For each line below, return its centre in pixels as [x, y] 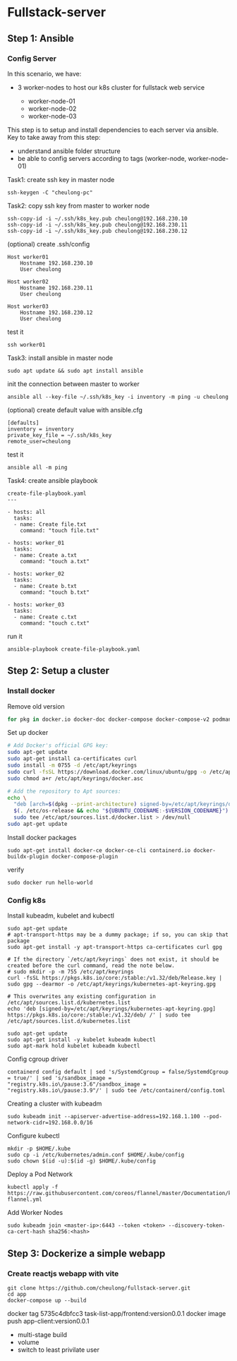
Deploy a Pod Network [40, 1174]
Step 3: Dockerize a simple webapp [86, 1253]
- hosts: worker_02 [36, 574]
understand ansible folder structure [69, 151]
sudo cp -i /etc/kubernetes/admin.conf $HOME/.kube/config [96, 1155]
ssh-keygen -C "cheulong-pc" [50, 192]
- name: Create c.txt [45, 617]
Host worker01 [28, 257]
